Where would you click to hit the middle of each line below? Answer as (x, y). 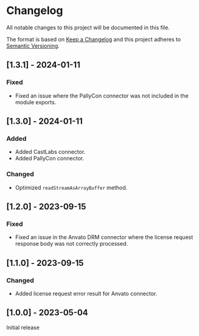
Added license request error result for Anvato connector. (86, 293)
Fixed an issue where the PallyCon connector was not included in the (102, 96)
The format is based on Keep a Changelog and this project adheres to (94, 39)
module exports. (36, 102)
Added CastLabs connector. (50, 152)
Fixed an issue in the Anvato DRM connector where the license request (104, 237)
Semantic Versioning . (33, 46)
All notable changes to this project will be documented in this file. (88, 27)
